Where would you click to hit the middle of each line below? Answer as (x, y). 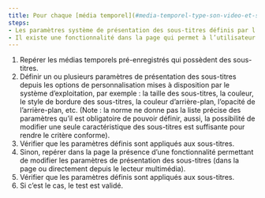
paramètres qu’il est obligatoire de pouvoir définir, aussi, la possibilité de (137, 118)
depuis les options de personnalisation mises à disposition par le (125, 85)
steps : (19, 23)
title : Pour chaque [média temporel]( (72, 15)
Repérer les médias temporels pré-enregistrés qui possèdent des (125, 60)
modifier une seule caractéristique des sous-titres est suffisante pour (132, 127)
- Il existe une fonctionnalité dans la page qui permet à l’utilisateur (132, 37)
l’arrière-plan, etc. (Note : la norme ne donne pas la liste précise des (130, 110)
